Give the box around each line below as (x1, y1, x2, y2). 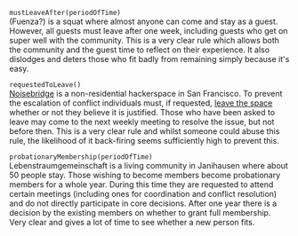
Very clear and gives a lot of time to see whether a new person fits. (9, 217, 255, 227)
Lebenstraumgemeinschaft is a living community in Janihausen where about (9, 161, 289, 170)
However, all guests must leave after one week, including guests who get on (9, 26, 288, 35)
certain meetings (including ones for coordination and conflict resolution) (9, 189, 278, 199)
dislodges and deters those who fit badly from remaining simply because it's (9, 54, 290, 64)
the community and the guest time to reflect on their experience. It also (9, 44, 270, 55)
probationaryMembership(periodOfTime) (9, 153, 153, 161)
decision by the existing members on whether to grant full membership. (9, 208, 271, 217)
